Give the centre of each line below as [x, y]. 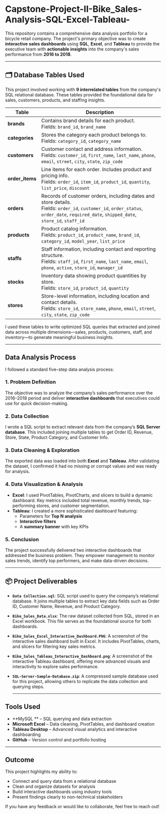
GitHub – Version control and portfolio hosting [59, 739]
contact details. [59, 302]
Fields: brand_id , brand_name [74, 127]
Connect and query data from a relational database [64, 781]
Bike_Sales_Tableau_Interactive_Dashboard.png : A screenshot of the [82, 656]
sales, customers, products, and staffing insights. [55, 100]
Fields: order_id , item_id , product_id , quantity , [96, 181]
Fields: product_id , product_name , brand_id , [91, 235]
